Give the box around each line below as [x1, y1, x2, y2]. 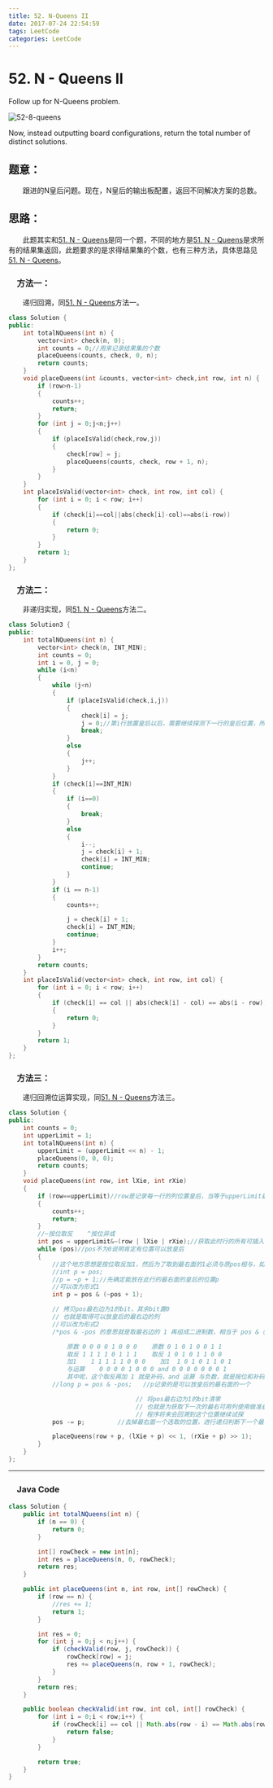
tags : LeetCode [8, 27, 60, 35]
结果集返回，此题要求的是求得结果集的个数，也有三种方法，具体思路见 [22, 245, 258, 255]
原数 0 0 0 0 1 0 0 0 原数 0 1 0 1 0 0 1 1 [66, 1343, 222, 1351]
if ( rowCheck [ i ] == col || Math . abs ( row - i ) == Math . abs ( [51, 1720, 257, 1729]
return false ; [66, 1728, 115, 1736]
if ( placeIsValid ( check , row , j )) [51, 435, 162, 444]
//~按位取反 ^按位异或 [37, 1230, 115, 1238]
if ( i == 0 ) [66, 795, 100, 803]
